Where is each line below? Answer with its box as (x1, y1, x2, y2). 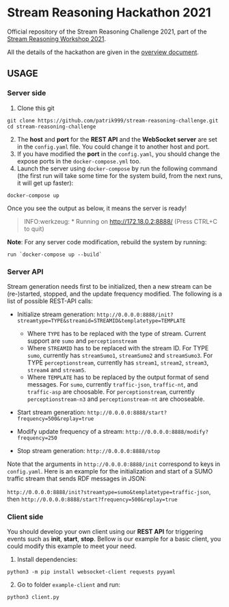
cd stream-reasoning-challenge (7, 123, 96, 130)
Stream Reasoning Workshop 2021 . (7, 34, 107, 42)
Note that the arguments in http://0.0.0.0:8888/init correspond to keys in (7, 460, 221, 468)
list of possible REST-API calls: (7, 296, 94, 305)
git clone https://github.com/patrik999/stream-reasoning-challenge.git (7, 117, 219, 124)
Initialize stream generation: (16, 310, 96, 318)
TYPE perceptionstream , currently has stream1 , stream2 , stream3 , (27, 358, 209, 367)
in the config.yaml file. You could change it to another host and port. (16, 142, 210, 151)
